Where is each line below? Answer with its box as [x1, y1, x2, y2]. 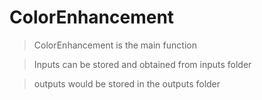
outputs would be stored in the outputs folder [33, 77, 221, 90]
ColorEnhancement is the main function [33, 39, 197, 51]
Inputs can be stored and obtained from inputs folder [33, 58, 252, 70]
